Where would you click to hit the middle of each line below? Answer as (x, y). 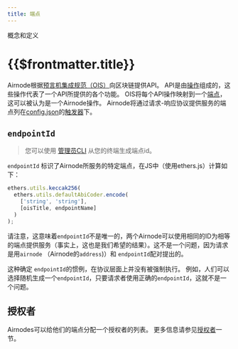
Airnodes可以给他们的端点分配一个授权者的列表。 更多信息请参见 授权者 (112, 330)
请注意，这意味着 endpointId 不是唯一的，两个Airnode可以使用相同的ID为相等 (119, 236)
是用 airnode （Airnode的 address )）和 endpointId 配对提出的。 (97, 254)
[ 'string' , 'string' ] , (54, 202)
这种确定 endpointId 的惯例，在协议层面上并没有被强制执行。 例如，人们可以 (118, 269)
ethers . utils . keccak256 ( (44, 188)
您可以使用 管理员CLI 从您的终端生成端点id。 (90, 151)
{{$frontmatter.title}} (71, 64)
